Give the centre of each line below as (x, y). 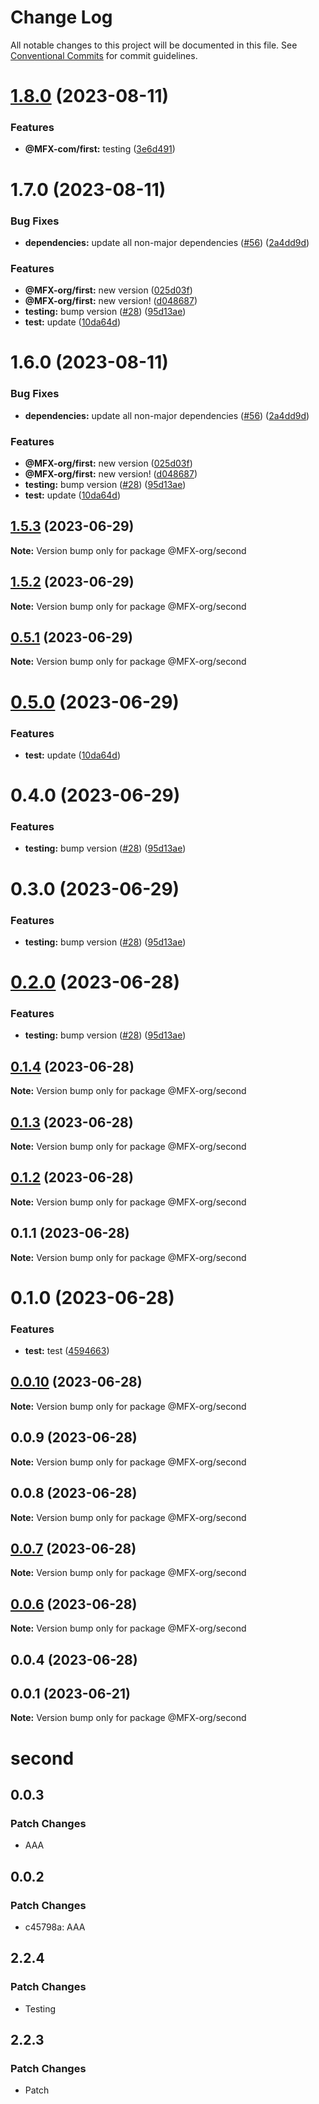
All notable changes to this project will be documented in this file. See (154, 45)
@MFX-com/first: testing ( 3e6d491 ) (100, 149)
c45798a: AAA (55, 1927)
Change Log (61, 17)
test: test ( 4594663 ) (67, 1351)
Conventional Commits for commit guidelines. (104, 55)
